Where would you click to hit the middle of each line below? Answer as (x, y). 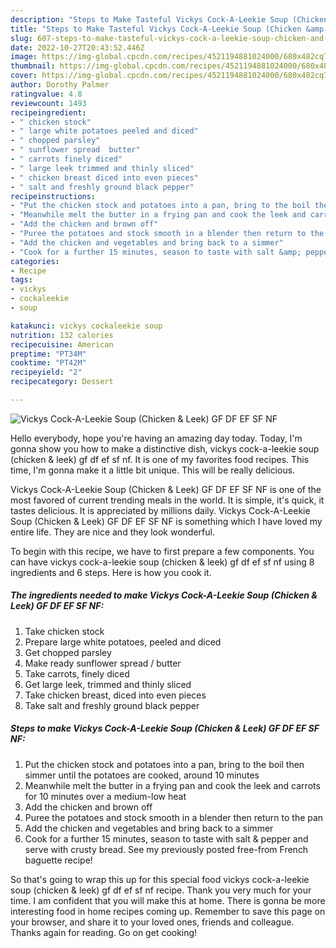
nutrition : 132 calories (62, 335)
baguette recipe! (58, 860)
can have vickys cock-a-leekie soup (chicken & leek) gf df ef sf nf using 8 (162, 562)
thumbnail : (33, 66)
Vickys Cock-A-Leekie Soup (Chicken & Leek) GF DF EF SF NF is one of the (166, 489)
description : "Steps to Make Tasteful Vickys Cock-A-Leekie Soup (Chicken (169, 19)
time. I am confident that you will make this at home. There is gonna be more (168, 900)
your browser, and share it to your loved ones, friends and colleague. (152, 922)
